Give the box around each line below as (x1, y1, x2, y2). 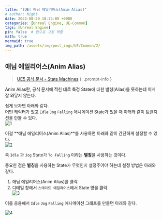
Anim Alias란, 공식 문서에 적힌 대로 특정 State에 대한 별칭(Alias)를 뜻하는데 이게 (5, 86, 156, 92)
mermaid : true (5, 39, 34, 44)
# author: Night (5, 12, 38, 17)
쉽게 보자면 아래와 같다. (5, 103, 49, 109)
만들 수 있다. (14, 115, 38, 121)
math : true (5, 34, 27, 39)
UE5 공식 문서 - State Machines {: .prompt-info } (16, 76, 112, 82)
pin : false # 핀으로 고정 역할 (5, 30, 63, 34)
